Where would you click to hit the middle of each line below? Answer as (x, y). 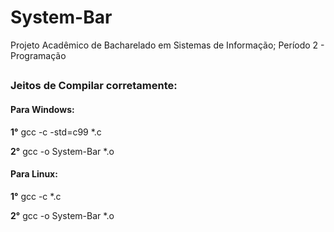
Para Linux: (34, 174)
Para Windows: (42, 109)
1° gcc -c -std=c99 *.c (56, 132)
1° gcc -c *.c (36, 196)
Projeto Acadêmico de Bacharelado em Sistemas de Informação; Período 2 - (167, 45)
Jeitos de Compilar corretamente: (94, 86)
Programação (38, 55)
